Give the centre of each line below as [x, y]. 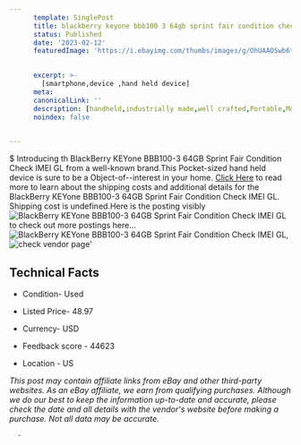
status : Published [67, 34]
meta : [43, 92]
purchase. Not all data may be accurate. [84, 418]
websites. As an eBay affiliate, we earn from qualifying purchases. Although [150, 389]
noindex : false [61, 117]
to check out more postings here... [73, 226]
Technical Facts [55, 273]
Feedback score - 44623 [68, 346]
